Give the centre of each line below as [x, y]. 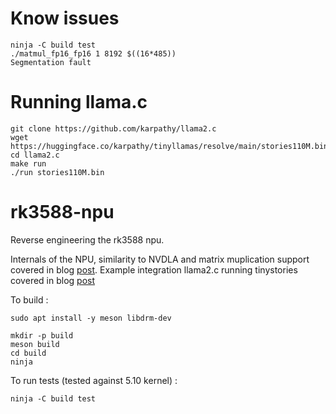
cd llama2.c [35, 155]
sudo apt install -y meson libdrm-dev [91, 318]
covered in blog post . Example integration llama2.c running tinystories [154, 269]
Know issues [65, 18]
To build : [29, 299]
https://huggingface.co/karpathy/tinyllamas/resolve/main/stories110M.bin [169, 146]
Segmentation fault [51, 62]
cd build [28, 353]
